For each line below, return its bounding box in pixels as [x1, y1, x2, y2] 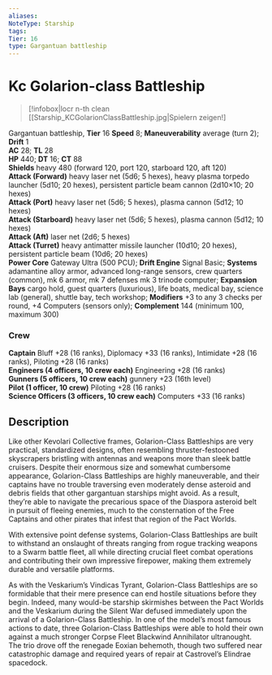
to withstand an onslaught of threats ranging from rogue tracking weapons [8, 539, 258, 548]
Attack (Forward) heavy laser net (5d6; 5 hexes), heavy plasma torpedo [8, 171, 250, 181]
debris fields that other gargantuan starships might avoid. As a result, [8, 488, 240, 498]
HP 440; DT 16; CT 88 [8, 154, 83, 164]
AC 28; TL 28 [8, 145, 54, 155]
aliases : [8, 11, 38, 20]
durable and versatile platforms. [8, 565, 115, 574]
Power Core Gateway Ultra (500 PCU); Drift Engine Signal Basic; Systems [8, 257, 257, 268]
